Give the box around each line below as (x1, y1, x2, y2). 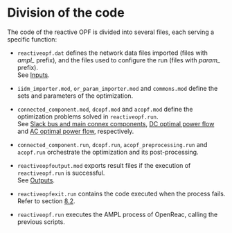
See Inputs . (17, 71, 50, 79)
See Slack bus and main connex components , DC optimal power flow (17, 119, 215, 128)
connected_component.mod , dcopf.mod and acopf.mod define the (17, 105, 193, 113)
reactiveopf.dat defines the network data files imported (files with (17, 49, 208, 57)
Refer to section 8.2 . (17, 196, 75, 205)
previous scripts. (17, 217, 66, 226)
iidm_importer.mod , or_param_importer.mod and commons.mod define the (17, 84, 218, 92)
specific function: (7, 35, 57, 43)
